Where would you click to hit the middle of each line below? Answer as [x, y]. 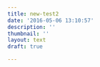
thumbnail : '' [29, 33]
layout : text [27, 40]
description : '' [31, 27]
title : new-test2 [33, 14]
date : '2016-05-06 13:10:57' [51, 20]
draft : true [25, 47]
